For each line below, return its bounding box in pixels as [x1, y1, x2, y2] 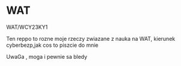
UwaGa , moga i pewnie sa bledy [6, 53, 88, 60]
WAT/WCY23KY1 [6, 23, 48, 31]
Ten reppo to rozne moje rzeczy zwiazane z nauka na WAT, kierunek [6, 35, 176, 42]
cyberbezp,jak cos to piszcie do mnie [6, 41, 99, 49]
